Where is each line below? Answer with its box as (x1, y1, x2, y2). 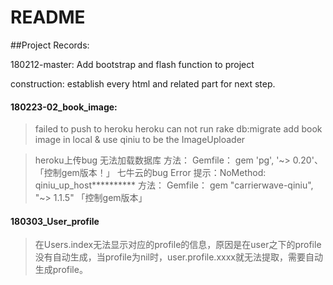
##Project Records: (10, 39, 90, 51)
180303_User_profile (10, 215, 100, 227)
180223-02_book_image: (10, 101, 118, 113)
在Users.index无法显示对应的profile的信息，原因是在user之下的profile (34, 239, 322, 251)
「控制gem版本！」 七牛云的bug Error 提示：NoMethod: (34, 167, 267, 179)
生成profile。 (34, 264, 88, 276)
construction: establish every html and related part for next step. (10, 77, 276, 90)
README (10, 6, 86, 29)
